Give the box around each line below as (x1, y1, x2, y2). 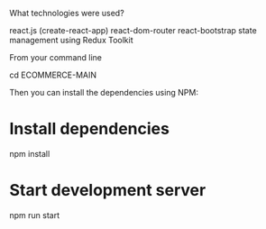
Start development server (9, 180, 206, 201)
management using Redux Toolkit (9, 35, 133, 45)
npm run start (9, 209, 60, 220)
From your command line (9, 52, 102, 62)
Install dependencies (9, 119, 170, 139)
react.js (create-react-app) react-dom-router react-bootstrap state (9, 25, 257, 35)
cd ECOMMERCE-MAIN (9, 69, 97, 80)
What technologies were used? (9, 8, 124, 18)
